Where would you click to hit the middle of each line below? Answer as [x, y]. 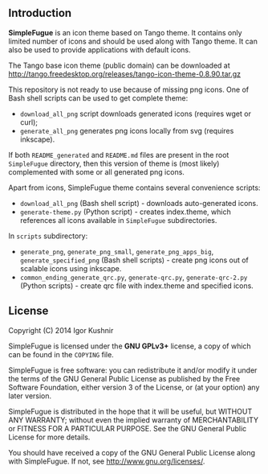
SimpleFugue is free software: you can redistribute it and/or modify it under [133, 370]
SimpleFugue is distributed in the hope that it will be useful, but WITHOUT [130, 411]
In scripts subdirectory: [48, 236]
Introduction [40, 13]
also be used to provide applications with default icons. [99, 49]
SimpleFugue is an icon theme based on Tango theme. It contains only [125, 32]
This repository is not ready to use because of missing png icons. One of [129, 89]
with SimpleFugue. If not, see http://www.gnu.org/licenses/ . [107, 461]
